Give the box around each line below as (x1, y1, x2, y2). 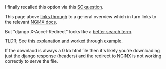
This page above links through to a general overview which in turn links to (5, 14, 157, 19)
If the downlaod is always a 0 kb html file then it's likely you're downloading (5, 48, 160, 53)
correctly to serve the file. (5, 58, 58, 64)
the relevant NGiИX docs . (5, 19, 57, 25)
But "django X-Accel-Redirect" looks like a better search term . (5, 29, 133, 34)
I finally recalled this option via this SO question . (5, 4, 104, 10)
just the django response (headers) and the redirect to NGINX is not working (5, 53, 162, 59)
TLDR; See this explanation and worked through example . (5, 38, 123, 44)
